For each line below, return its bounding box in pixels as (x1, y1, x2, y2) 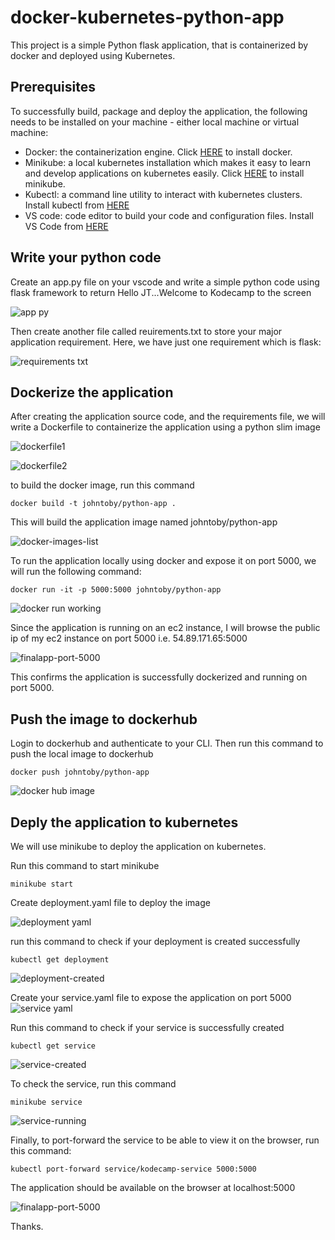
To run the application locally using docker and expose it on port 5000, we (10, 555, 317, 567)
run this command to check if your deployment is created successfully (10, 936, 301, 947)
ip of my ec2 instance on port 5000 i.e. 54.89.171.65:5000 (10, 632, 248, 645)
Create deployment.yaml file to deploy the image (10, 897, 211, 908)
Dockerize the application (10, 384, 174, 401)
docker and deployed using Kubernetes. (10, 49, 176, 61)
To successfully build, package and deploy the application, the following (10, 105, 308, 117)
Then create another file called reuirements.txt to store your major (10, 325, 283, 337)
